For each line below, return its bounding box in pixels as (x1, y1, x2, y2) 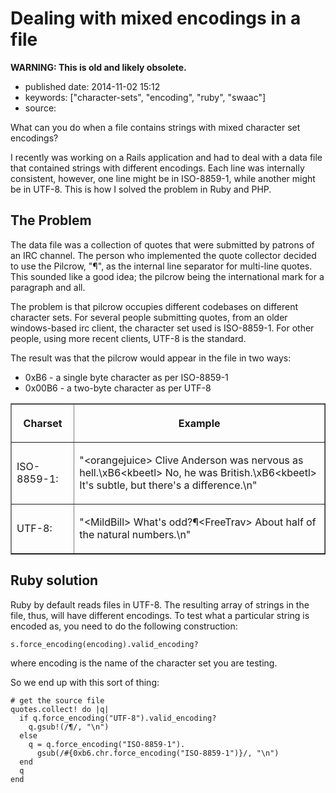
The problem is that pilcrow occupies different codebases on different (10, 300, 299, 312)
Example (178, 416, 221, 430)
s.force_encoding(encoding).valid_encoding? (10, 639, 199, 649)
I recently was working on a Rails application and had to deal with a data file (10, 151, 323, 163)
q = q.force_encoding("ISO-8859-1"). (28, 739, 186, 749)
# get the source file (10, 695, 105, 706)
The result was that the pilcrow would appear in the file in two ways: (10, 352, 292, 364)
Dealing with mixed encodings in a (10, 7, 302, 30)
